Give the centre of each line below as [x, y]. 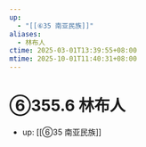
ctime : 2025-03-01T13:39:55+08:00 [73, 51]
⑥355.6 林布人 [68, 106]
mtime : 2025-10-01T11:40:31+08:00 [73, 59]
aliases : [25, 34]
